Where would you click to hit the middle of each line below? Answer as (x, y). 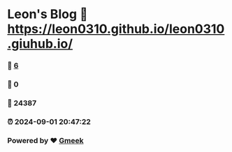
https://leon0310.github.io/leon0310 (116, 29)
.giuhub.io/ (40, 44)
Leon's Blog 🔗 (48, 14)
